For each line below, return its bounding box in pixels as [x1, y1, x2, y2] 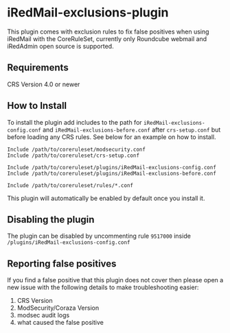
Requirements [7, 62, 69, 73]
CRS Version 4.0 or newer [7, 80, 80, 88]
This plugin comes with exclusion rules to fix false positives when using [7, 27, 209, 36]
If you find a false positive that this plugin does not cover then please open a [7, 276, 224, 284]
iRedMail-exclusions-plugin [7, 5, 169, 21]
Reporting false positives [7, 258, 117, 269]
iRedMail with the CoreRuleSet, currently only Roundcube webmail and [7, 34, 207, 42]
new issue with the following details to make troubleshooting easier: [7, 283, 199, 292]
